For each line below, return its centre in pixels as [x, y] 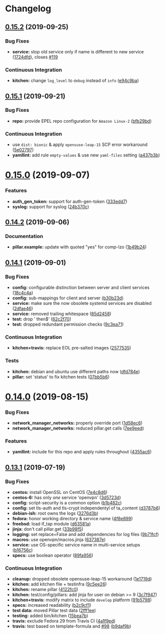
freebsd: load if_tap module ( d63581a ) [52, 524]
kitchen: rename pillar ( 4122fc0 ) [45, 589]
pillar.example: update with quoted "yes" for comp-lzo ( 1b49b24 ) [79, 247]
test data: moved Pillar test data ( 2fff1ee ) [54, 610]
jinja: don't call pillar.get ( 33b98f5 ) [48, 529]
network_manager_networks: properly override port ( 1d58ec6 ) [77, 423]
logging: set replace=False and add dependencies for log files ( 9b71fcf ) [85, 535]
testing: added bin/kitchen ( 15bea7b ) [50, 616]
